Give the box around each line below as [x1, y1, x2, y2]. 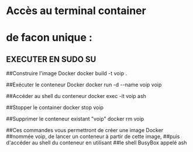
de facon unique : [6, 31, 92, 45]
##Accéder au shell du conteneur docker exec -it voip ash [6, 93, 146, 100]
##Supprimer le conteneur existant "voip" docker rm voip [6, 116, 144, 123]
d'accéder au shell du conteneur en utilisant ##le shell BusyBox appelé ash [6, 139, 187, 146]
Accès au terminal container [6, 4, 146, 18]
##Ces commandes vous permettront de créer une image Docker [6, 127, 164, 134]
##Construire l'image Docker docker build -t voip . [6, 70, 127, 77]
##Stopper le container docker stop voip [6, 104, 104, 111]
